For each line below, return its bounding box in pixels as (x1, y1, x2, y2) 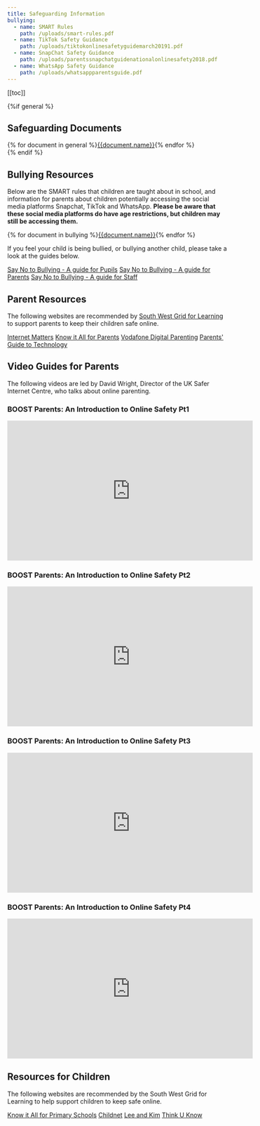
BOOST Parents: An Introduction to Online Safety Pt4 (7, 902, 191, 912)
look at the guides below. (7, 252, 80, 260)
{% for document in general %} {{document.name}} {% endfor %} (7, 141, 195, 150)
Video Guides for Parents (7, 361, 119, 373)
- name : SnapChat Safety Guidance (13, 50, 114, 57)
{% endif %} (7, 148, 43, 157)
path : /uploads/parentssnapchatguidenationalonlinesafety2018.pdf (20, 56, 218, 63)
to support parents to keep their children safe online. (7, 319, 159, 327)
